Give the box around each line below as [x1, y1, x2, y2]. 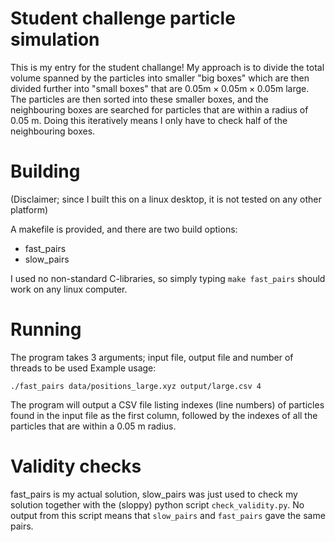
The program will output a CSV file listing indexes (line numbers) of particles [10, 398, 325, 411]
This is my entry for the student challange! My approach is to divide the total [10, 61, 325, 73]
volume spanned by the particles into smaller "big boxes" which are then [10, 72, 310, 84]
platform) [10, 203, 49, 216]
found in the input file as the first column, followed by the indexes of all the [10, 409, 318, 421]
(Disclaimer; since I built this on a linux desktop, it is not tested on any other [10, 193, 322, 205]
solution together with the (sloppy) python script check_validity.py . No [10, 498, 305, 511]
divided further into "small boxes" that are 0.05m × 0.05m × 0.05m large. [10, 82, 310, 94]
